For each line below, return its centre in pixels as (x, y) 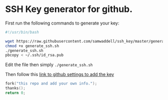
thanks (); (15, 88)
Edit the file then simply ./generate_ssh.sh (49, 65)
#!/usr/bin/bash (22, 32)
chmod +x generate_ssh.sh (32, 46)
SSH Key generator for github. (69, 9)
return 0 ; (15, 93)
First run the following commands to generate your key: (62, 23)
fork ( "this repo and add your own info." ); (51, 83)
